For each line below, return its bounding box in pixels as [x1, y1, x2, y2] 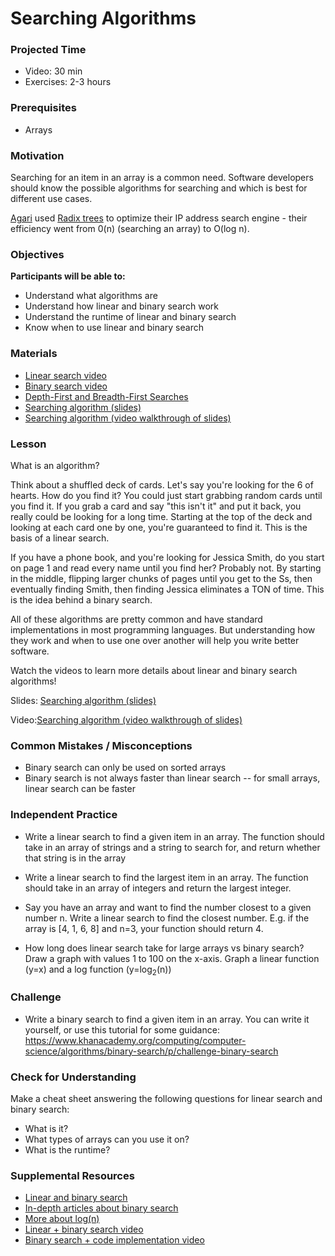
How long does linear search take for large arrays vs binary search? [24, 942, 305, 954]
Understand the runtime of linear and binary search [24, 311, 237, 323]
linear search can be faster [24, 783, 136, 795]
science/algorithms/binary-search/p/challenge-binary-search [24, 1045, 279, 1057]
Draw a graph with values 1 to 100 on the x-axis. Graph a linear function [24, 952, 320, 964]
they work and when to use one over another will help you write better [10, 634, 300, 646]
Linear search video [24, 369, 107, 381]
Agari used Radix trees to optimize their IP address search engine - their [10, 212, 308, 224]
